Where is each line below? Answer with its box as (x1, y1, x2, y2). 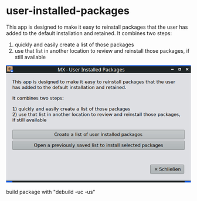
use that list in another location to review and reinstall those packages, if (14, 47, 190, 54)
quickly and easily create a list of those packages (14, 41, 134, 48)
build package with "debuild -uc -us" (6, 188, 96, 195)
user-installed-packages (6, 4, 130, 18)
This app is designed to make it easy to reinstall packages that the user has (6, 23, 188, 30)
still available (14, 53, 46, 60)
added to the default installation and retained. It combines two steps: (6, 29, 172, 36)
